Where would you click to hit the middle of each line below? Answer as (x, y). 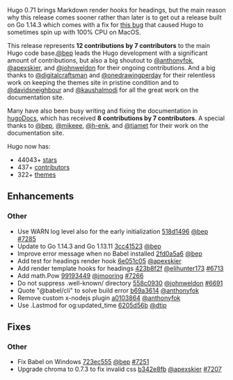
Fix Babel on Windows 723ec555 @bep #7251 (83, 362)
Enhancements (41, 196)
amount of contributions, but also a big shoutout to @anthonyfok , (101, 60)
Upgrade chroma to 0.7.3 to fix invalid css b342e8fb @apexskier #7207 (119, 369)
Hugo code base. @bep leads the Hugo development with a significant (107, 53)
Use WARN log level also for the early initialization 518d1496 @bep (113, 231)
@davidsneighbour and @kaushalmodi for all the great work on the (103, 90)
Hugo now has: (29, 146)
